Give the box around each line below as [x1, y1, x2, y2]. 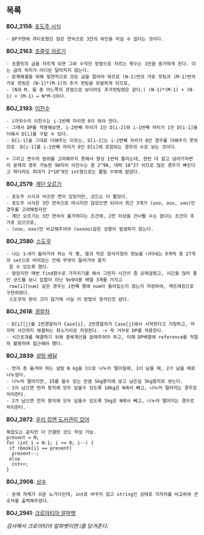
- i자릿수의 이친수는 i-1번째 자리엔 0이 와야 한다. [6, 118, 120, 124]
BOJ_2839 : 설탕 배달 [6, 352, 58, 359]
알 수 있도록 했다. [9, 264, 50, 270]
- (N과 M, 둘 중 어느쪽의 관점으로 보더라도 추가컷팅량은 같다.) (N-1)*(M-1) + [6, 87, 185, 93]
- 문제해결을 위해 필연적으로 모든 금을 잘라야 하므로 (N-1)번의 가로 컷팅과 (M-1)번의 [6, 73, 196, 80]
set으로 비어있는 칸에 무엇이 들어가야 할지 [13, 257, 107, 263]
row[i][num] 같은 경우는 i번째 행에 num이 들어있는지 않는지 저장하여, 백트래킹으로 [9, 283, 194, 289]
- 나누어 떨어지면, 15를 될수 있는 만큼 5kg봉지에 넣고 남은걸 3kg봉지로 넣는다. [6, 378, 183, 384]
